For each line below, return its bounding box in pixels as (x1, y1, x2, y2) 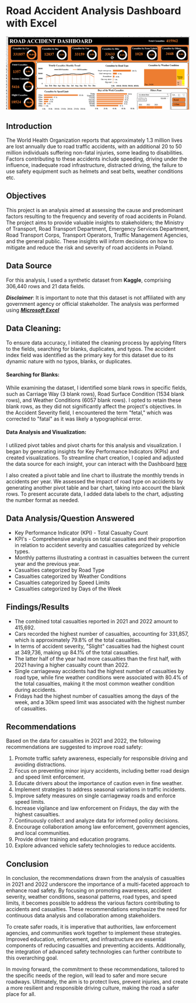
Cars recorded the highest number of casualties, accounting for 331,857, (14, 630, 189, 637)
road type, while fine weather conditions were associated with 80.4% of (14, 674, 188, 681)
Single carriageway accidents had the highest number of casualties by (14, 667, 184, 674)
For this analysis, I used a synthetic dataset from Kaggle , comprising (6, 277, 171, 284)
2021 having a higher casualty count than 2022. (14, 661, 129, 668)
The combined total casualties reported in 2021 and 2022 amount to (14, 618, 178, 625)
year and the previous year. (14, 560, 80, 567)
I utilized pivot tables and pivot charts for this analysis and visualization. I (6, 441, 181, 449)
